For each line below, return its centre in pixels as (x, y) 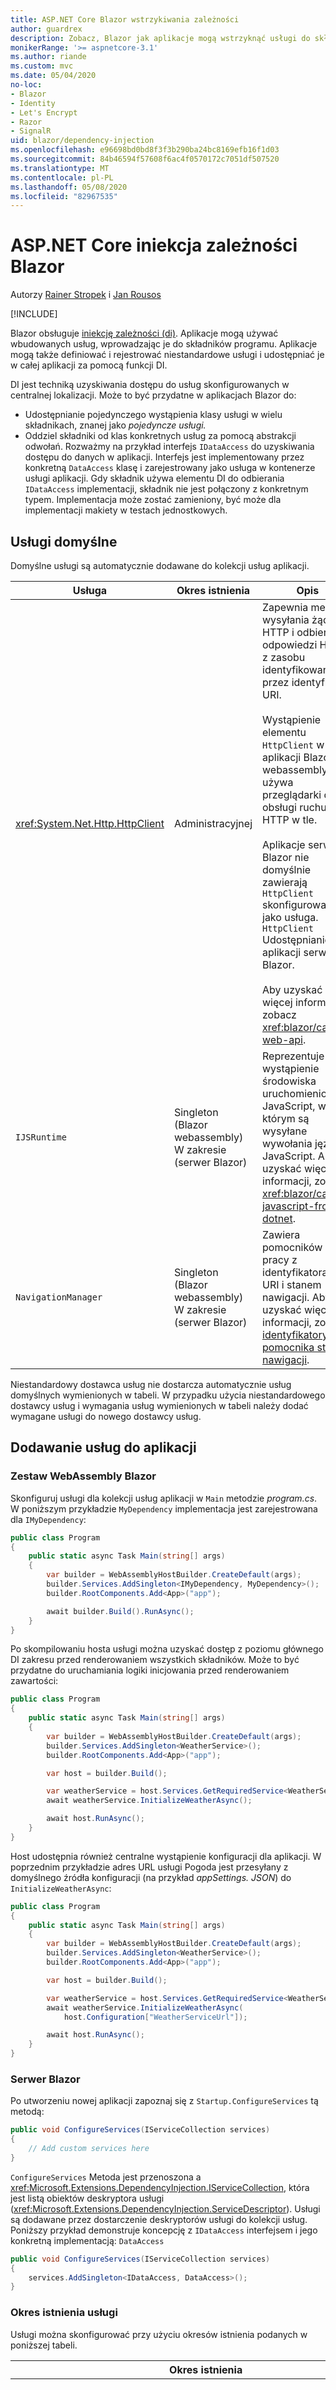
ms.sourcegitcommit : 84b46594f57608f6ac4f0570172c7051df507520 (145, 159)
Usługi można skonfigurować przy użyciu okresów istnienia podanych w (159, 2334)
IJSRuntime (41, 1137)
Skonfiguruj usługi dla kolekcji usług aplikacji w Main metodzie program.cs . (164, 1498)
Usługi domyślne (64, 541)
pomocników (292, 1247)
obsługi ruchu (294, 807)
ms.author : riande (48, 57)
